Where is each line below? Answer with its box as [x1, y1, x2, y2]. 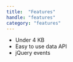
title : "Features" [6, 8, 56, 15]
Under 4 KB [15, 37, 44, 44]
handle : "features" [6, 14, 56, 20]
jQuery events [15, 49, 50, 57]
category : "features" [6, 20, 61, 26]
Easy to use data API [15, 43, 68, 50]
